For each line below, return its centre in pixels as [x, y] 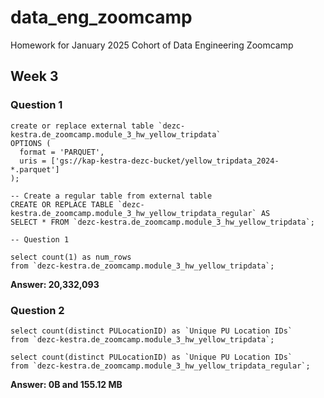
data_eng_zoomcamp [101, 17]
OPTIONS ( [31, 143]
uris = [33, 161]
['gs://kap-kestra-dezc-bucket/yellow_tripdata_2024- [165, 161]
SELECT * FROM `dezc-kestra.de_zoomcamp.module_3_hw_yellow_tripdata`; [162, 222]
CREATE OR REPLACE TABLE [62, 204]
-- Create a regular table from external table [111, 196]
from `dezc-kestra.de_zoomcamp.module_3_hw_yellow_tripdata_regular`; [160, 366]
